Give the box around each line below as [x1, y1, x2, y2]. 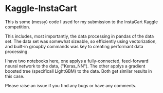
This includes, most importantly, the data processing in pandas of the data [5, 33, 154, 39]
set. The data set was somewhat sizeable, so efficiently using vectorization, [5, 38, 157, 44]
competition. [5, 24, 31, 29]
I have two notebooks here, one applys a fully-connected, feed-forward [5, 58, 149, 64]
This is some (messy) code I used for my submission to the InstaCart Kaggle [5, 19, 158, 25]
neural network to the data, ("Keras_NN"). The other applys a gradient [5, 63, 145, 69]
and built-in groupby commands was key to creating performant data [5, 43, 144, 49]
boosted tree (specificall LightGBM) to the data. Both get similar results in [5, 68, 152, 74]
